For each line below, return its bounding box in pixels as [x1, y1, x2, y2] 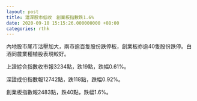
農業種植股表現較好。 [16, 50, 70, 58]
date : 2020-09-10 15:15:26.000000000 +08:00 [6, 20, 120, 26]
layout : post [6, 8, 39, 15]
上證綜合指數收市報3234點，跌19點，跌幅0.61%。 [6, 63, 130, 70]
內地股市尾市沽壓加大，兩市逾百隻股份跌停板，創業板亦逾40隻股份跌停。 [6, 43, 187, 50]
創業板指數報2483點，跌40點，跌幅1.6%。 [6, 88, 112, 96]
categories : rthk [6, 25, 50, 32]
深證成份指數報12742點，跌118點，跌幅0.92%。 [6, 76, 124, 83]
